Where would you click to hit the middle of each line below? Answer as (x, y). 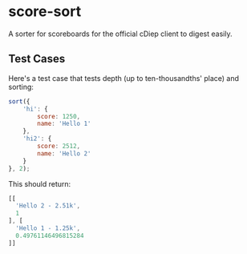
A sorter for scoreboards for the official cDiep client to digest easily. (120, 34)
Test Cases (37, 59)
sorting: (21, 87)
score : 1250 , (59, 116)
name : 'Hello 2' (64, 153)
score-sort (45, 12)
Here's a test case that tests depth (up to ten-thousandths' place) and (123, 78)
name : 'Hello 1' (64, 124)
